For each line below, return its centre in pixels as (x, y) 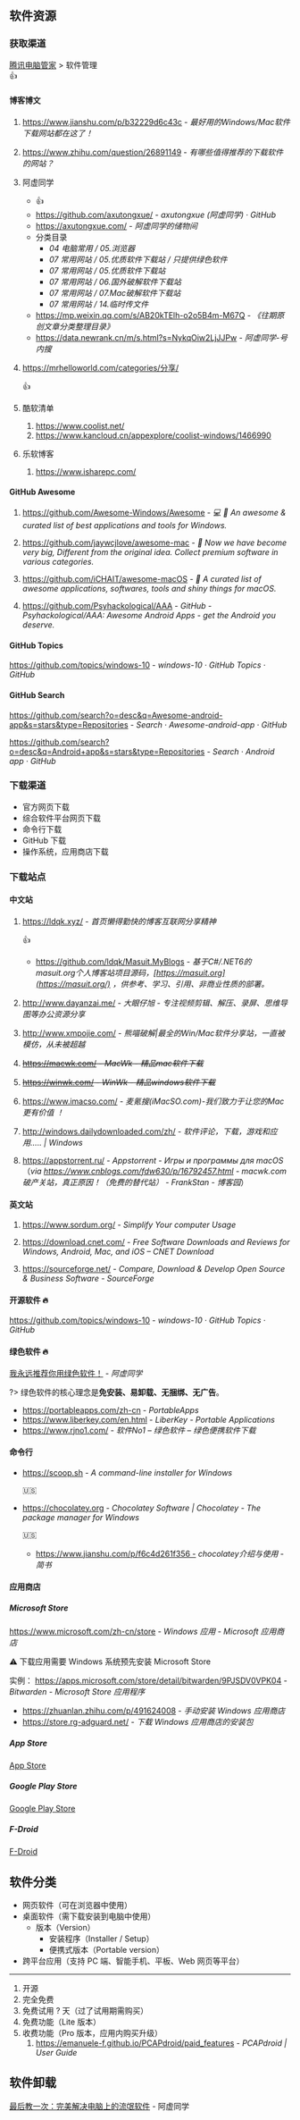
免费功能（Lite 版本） (61, 2022)
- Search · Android (241, 751)
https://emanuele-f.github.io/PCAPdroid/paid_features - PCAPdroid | (161, 2043)
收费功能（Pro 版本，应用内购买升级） (92, 2033)
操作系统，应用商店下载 (65, 851)
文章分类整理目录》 (79, 326)
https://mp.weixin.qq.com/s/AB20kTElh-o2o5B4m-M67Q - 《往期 (156, 315)
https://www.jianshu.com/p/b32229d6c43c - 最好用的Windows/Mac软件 (156, 122)
